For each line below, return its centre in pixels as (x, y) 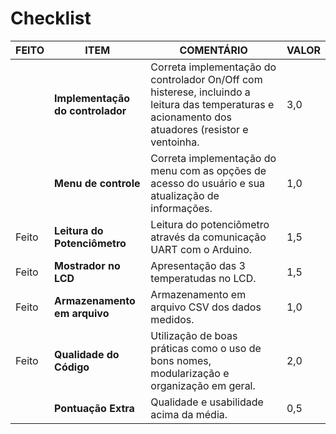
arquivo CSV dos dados (206, 307)
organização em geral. (203, 385)
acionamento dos (191, 117)
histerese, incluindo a (200, 92)
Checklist (51, 18)
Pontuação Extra (94, 408)
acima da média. (189, 414)
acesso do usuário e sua (208, 183)
